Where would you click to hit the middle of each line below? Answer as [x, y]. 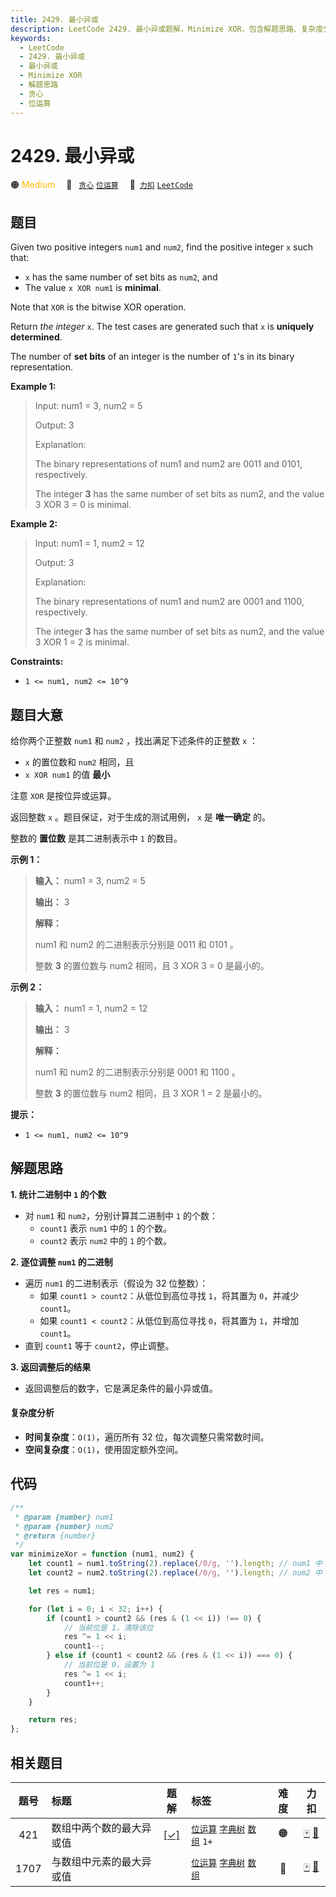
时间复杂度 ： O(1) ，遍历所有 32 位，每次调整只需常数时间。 [147, 1437]
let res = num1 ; [62, 1591]
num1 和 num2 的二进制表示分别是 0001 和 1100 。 [137, 1072]
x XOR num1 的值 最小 [67, 775]
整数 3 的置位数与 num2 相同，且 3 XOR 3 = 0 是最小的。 [152, 966]
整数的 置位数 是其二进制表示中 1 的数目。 [96, 838]
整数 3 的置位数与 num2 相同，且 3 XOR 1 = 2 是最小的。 [151, 1093]
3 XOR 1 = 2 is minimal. [82, 642]
